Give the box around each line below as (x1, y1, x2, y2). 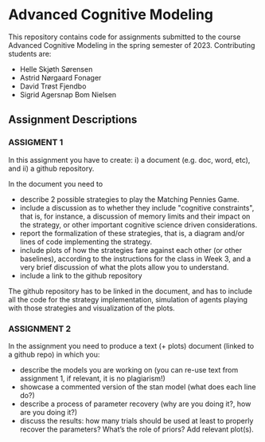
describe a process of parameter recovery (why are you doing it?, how (19, 399, 251, 408)
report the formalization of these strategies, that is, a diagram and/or (19, 228, 245, 238)
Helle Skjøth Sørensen (19, 64, 93, 73)
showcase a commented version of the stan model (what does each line (19, 381, 256, 392)
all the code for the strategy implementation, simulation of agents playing (8, 294, 248, 304)
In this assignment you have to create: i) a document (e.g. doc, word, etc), (8, 155, 251, 164)
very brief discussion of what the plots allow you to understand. (19, 262, 229, 272)
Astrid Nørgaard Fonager (19, 73, 102, 82)
